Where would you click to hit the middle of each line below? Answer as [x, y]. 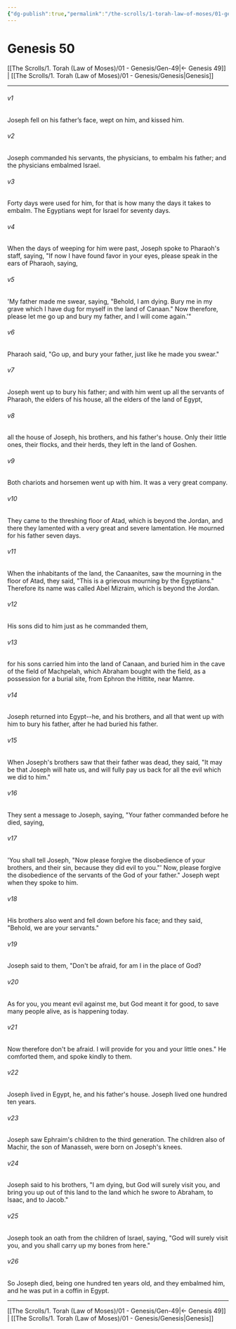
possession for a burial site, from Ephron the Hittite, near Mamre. [101, 679]
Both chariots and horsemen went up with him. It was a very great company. [118, 483]
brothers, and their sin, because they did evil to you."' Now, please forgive [114, 868]
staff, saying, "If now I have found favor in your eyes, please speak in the [112, 256]
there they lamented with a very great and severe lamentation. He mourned [116, 528]
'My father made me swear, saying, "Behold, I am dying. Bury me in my [110, 301]
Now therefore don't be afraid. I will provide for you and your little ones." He [117, 1049]
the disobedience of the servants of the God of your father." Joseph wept [113, 875]
